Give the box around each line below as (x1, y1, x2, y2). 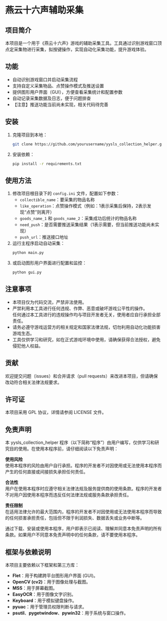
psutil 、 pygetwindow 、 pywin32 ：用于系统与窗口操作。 (12, 610, 129, 616)
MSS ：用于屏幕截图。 (12, 585, 58, 591)
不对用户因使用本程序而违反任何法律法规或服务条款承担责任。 (5, 492, 132, 498)
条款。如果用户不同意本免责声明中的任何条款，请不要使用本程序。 (5, 532, 140, 538)
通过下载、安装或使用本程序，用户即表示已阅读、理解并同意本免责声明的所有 (5, 526, 162, 532)
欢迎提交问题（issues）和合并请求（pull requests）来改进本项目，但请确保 (5, 373, 158, 379)
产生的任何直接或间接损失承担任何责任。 (5, 469, 88, 475)
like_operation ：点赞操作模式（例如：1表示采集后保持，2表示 (19, 203, 148, 209)
